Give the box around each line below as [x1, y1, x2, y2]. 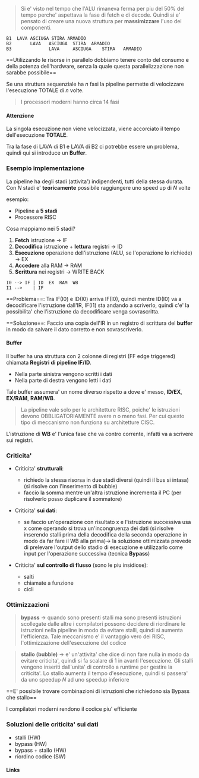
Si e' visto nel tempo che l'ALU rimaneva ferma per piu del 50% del [20, 5, 185, 12]
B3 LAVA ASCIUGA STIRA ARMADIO [6, 46, 143, 52]
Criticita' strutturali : [14, 465, 64, 472]
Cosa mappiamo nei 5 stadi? [6, 225, 75, 232]
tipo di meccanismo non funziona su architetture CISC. [20, 419, 155, 426]
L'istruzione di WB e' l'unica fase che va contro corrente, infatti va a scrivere [6, 430, 194, 437]
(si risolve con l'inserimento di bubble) [23, 483, 118, 490]
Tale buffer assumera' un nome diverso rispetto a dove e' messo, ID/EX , [6, 388, 182, 395]
